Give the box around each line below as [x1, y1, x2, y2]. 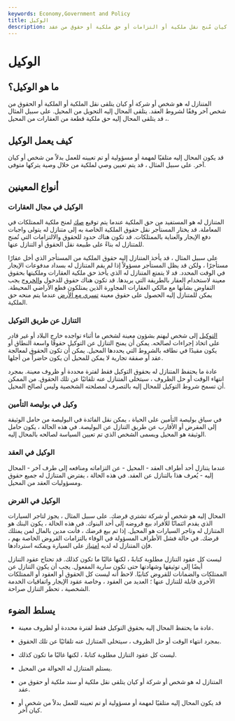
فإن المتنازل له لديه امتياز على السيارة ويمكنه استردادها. [8, 541, 153, 550]
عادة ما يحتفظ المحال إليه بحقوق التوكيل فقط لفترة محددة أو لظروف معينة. [17, 623, 214, 632]
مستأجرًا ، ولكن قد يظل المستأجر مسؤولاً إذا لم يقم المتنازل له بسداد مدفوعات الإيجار [8, 261, 229, 269]
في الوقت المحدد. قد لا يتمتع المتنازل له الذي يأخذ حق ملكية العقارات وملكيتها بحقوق [8, 268, 226, 277]
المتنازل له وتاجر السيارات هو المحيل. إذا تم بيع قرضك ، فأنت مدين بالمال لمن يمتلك [8, 527, 225, 535]
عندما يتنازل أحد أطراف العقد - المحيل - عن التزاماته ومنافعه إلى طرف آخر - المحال [8, 463, 226, 472]
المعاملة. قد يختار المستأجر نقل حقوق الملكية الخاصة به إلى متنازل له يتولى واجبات [8, 225, 221, 233]
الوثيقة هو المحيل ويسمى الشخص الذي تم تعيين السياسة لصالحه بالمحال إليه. [8, 430, 207, 439]
